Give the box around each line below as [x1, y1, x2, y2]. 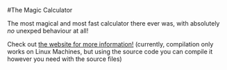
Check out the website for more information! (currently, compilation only [7, 40, 214, 48]
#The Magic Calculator [7, 6, 73, 14]
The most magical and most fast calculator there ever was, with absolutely [7, 19, 220, 27]
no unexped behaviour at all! [7, 27, 89, 35]
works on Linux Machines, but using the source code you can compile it [7, 48, 213, 55]
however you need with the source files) [7, 55, 123, 63]
